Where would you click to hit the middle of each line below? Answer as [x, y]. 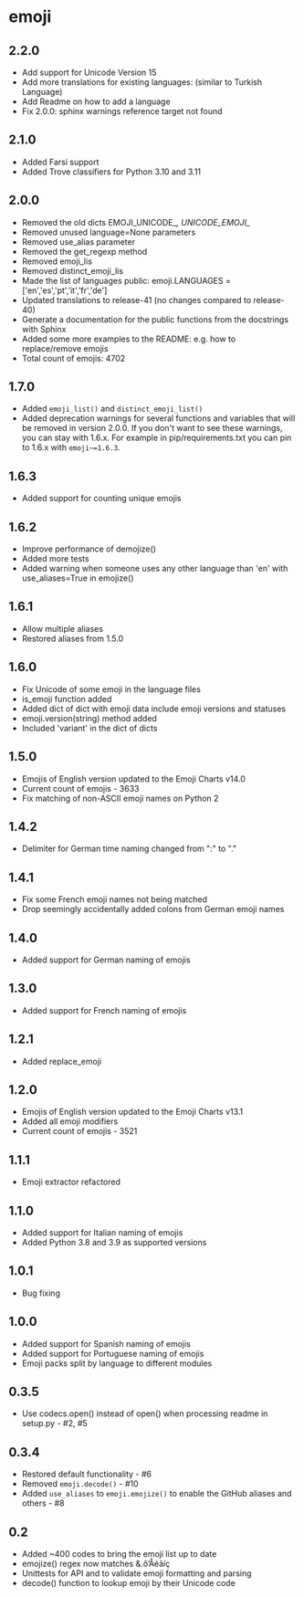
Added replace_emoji [62, 1061]
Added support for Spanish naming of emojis [106, 1343]
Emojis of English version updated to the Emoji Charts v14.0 [133, 779]
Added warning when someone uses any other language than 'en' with [155, 569]
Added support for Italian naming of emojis [102, 1233]
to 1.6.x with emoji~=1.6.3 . [71, 447]
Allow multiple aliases [63, 628]
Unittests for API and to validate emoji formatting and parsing [136, 1573]
